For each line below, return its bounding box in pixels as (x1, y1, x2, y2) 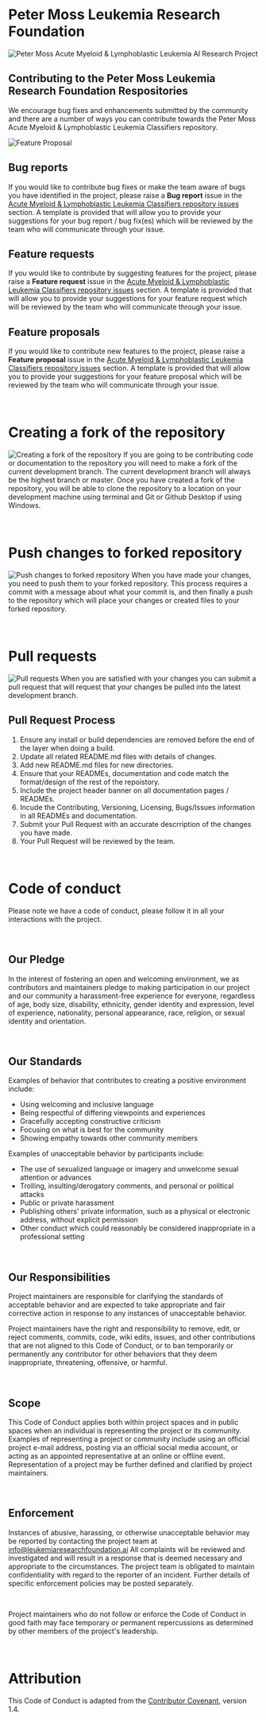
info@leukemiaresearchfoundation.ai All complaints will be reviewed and (8, 1544, 245, 1554)
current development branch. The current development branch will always (8, 467, 252, 477)
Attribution (8, 1670, 82, 1687)
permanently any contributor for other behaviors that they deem (8, 1349, 218, 1359)
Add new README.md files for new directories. (19, 760, 174, 770)
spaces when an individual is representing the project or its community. (8, 1426, 242, 1435)
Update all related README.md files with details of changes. (19, 751, 217, 761)
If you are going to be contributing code (122, 450, 254, 459)
